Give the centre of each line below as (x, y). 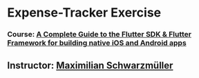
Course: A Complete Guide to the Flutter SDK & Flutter (99, 35)
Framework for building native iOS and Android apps (97, 43)
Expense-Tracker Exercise (84, 13)
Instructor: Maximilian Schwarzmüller (90, 65)
